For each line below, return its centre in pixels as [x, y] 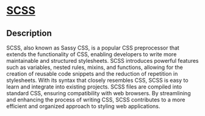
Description [29, 33]
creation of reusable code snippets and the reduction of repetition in [92, 74]
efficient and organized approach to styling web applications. [83, 106]
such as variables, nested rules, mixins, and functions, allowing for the [95, 67]
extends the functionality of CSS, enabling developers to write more [92, 54]
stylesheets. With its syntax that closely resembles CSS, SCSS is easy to [97, 80]
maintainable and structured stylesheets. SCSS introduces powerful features [103, 61]
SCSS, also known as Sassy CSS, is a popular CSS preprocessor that [93, 48]
